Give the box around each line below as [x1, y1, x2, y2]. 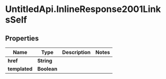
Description [62, 49, 91, 55]
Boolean [37, 65, 57, 72]
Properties [5, 34, 39, 42]
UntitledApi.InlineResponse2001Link [5, 3, 161, 15]
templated [7, 65, 32, 72]
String [37, 57, 52, 64]
